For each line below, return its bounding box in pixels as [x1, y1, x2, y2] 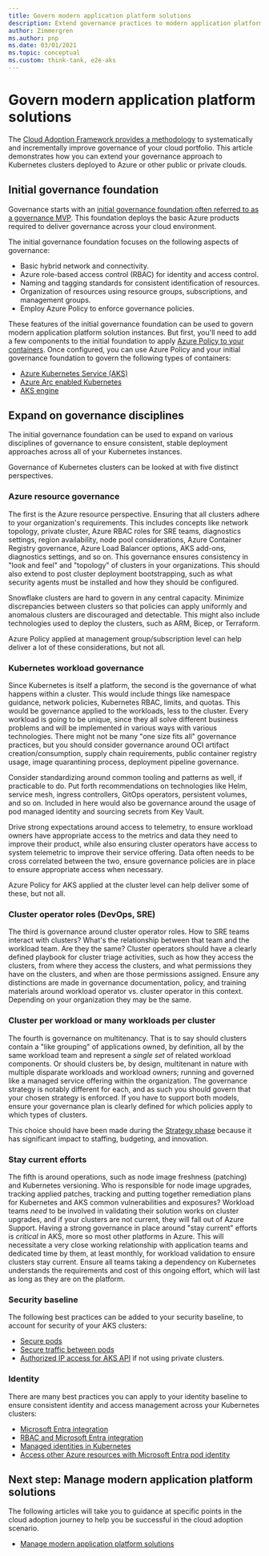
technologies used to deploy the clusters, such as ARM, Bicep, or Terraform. [8, 618, 260, 628]
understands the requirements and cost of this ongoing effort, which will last [8, 1265, 260, 1275]
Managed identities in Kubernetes [19, 1441, 131, 1450]
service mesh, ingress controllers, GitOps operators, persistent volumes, [8, 790, 247, 799]
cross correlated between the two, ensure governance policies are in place [8, 856, 256, 866]
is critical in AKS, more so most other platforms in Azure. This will [8, 1231, 224, 1241]
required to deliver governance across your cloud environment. [8, 221, 217, 231]
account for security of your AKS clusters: [8, 1321, 147, 1330]
